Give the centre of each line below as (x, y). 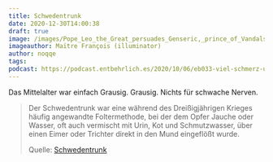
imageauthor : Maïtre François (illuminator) (85, 46)
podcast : (23, 69)
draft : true (28, 31)
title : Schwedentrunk (45, 16)
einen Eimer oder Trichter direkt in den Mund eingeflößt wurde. (134, 134)
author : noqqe (32, 54)
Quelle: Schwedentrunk (67, 149)
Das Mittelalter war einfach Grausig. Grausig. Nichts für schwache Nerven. (133, 92)
